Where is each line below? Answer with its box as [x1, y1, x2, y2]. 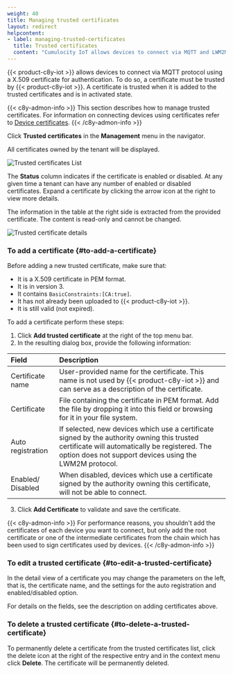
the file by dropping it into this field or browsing [58, 404, 213, 414]
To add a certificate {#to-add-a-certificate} [7, 246, 157, 255]
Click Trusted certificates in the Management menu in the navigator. [7, 131, 206, 140]
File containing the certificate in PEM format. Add [58, 396, 219, 405]
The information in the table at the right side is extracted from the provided [7, 208, 221, 216]
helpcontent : [7, 29, 45, 37]
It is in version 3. [17, 283, 64, 291]
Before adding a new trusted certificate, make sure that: [7, 262, 167, 270]
